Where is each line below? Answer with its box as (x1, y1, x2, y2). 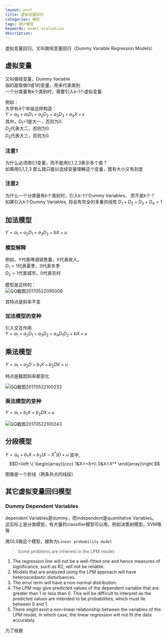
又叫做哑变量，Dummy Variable (5, 76, 70, 82)
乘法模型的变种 (5, 397, 42, 404)
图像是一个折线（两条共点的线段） (5, 471, 76, 477)
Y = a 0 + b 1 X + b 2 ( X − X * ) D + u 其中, (5, 451, 80, 459)
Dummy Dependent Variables (5, 503, 79, 510)
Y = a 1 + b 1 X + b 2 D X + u (5, 409, 55, 417)
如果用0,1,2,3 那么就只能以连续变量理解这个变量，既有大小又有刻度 (5, 166, 143, 172)
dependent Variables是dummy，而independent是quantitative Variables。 (5, 515, 157, 521)
